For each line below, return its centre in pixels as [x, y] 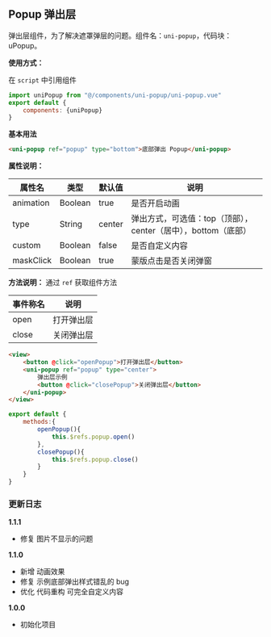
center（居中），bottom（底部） [191, 231]
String [71, 224]
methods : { [40, 422]
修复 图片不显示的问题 [56, 539]
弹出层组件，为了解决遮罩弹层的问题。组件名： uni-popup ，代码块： [120, 36]
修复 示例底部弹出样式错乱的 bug [75, 582]
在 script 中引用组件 [42, 80]
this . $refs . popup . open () [93, 437]
